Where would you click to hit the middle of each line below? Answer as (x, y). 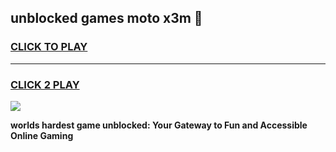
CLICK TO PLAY (49, 47)
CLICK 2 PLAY (45, 84)
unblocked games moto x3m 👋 (106, 18)
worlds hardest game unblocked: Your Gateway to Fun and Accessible (159, 125)
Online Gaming (42, 135)
